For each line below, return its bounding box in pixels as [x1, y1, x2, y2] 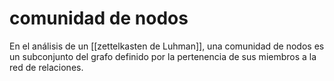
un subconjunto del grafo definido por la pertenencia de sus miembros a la [9, 50, 317, 62]
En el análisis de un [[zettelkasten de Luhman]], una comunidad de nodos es [9, 40, 325, 52]
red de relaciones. [9, 61, 84, 73]
